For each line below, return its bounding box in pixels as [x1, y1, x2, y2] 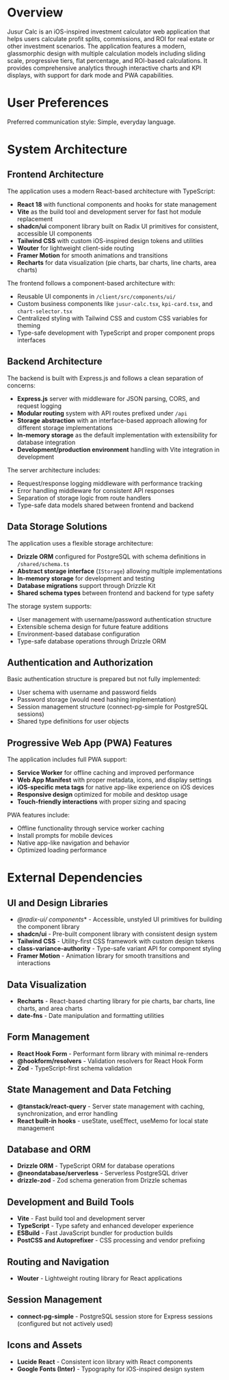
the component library [16, 923, 80, 931]
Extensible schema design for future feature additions [16, 622, 169, 630]
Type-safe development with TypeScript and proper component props [16, 329, 215, 337]
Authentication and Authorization [7, 656, 154, 668]
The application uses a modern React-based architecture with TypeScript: [7, 187, 215, 195]
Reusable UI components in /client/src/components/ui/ [16, 292, 176, 301]
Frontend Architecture [7, 169, 104, 181]
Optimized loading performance [16, 846, 107, 854]
